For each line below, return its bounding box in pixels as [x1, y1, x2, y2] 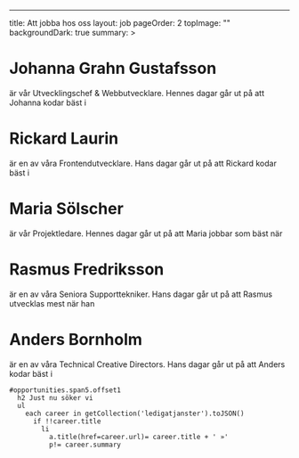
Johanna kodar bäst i [9, 97, 87, 108]
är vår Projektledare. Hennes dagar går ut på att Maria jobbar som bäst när [9, 228, 283, 239]
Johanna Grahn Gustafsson [9, 59, 217, 78]
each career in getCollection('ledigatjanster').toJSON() [25, 409, 245, 418]
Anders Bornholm [9, 329, 142, 349]
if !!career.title [32, 416, 101, 426]
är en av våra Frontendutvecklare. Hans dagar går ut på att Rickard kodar [9, 158, 278, 168]
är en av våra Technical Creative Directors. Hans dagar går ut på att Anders [9, 358, 286, 370]
